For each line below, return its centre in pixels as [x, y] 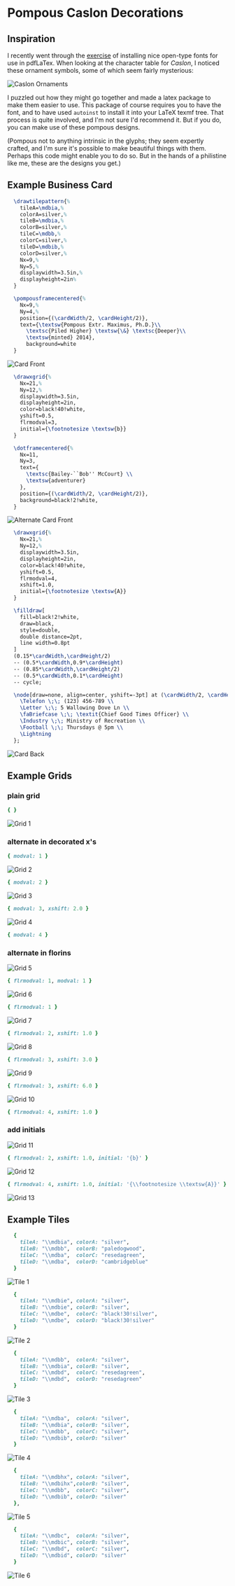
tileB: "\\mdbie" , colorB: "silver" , [75, 1307]
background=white [51, 345]
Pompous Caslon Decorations [95, 13]
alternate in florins [39, 952]
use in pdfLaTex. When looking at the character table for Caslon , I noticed [114, 63]
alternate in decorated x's [52, 842]
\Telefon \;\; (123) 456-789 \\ [67, 702]
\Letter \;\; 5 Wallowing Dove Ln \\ [75, 708]
